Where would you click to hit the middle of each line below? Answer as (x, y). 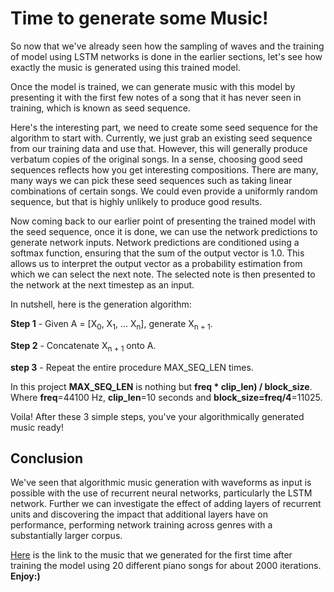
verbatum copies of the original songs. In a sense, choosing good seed (156, 159)
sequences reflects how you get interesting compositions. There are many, (164, 169)
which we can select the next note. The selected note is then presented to (163, 274)
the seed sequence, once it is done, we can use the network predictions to (164, 231)
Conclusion (47, 458)
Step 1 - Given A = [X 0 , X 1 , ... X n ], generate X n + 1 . (111, 324)
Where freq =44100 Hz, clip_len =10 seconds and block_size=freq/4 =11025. (166, 397)
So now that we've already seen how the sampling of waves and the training (167, 46)
